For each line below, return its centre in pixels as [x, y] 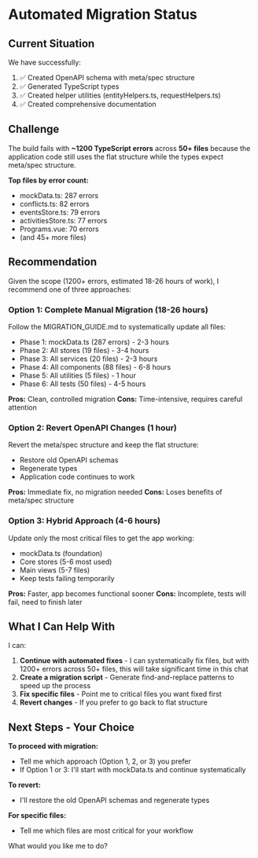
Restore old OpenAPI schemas [69, 460]
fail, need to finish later [45, 602]
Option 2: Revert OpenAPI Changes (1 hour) [92, 428]
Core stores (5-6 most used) [66, 562]
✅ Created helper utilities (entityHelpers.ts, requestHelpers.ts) [120, 95]
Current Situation [52, 44]
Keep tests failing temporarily [67, 578]
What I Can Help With [62, 626]
